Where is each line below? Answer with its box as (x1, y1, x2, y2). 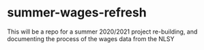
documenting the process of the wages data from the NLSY (7, 34, 175, 42)
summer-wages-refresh (7, 5, 147, 21)
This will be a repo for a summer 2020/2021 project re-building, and (7, 27, 198, 36)
